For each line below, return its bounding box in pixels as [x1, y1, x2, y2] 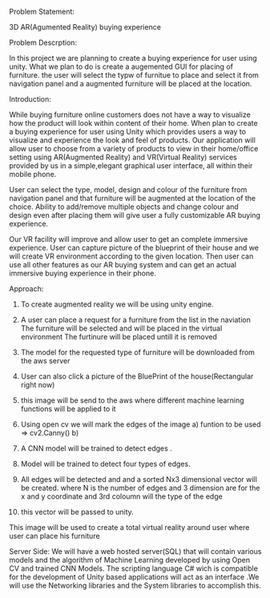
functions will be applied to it [20, 404, 116, 413]
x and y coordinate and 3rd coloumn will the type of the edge [20, 492, 223, 501]
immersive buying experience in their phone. [9, 268, 157, 278]
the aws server [20, 356, 71, 365]
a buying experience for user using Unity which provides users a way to [9, 127, 247, 136]
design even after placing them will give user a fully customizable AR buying [9, 211, 261, 219]
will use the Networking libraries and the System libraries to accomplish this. [9, 580, 261, 590]
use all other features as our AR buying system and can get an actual [9, 260, 237, 269]
